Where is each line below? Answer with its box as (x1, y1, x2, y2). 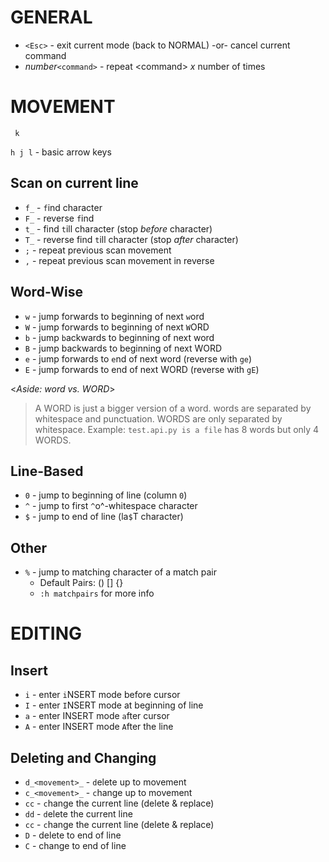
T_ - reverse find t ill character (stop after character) (24, 233, 239, 245)
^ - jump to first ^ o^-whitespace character (24, 500, 198, 512)
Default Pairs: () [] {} (39, 577, 124, 589)
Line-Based (10, 462, 84, 480)
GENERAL (10, 6, 93, 29)
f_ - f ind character (24, 201, 103, 213)
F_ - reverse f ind (24, 212, 95, 224)
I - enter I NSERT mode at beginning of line (24, 699, 204, 711)
